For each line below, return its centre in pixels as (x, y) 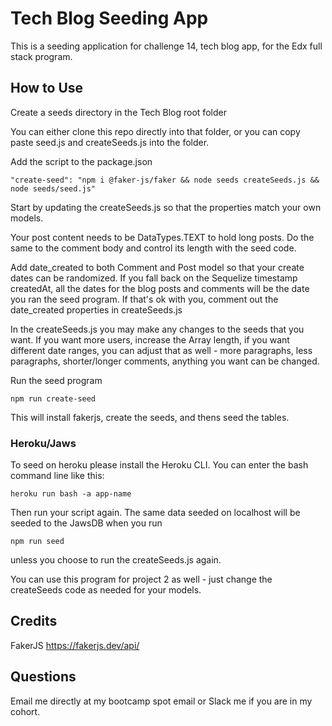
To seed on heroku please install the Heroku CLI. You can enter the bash (159, 465)
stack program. (41, 56)
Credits (34, 621)
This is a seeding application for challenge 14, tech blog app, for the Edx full (166, 46)
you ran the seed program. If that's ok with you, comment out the (144, 299)
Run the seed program (56, 380)
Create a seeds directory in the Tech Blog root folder (118, 112)
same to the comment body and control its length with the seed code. (153, 248)
